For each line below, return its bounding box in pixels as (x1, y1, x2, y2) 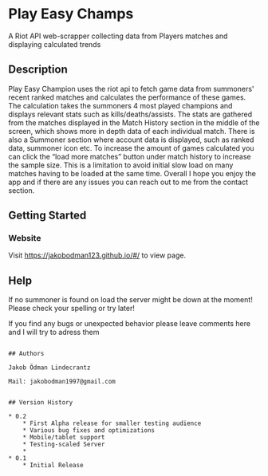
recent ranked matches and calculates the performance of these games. (8, 92, 246, 102)
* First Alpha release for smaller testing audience (22, 419, 202, 427)
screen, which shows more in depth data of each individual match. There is (8, 126, 255, 136)
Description (8, 63, 68, 77)
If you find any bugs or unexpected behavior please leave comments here (8, 319, 251, 328)
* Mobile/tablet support (22, 434, 105, 442)
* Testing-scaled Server (22, 440, 105, 449)
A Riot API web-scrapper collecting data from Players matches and (8, 31, 228, 41)
